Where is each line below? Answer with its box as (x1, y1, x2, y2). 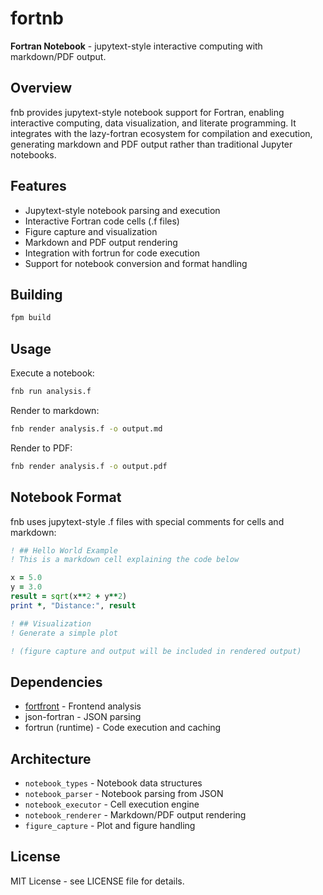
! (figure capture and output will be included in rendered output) (10, 646, 302, 656)
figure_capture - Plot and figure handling (24, 820, 196, 831)
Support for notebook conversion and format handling (24, 257, 248, 269)
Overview (10, 80, 73, 97)
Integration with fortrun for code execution (24, 247, 201, 259)
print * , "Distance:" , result (10, 600, 137, 611)
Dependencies (10, 673, 103, 691)
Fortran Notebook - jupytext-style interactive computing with (10, 40, 263, 52)
